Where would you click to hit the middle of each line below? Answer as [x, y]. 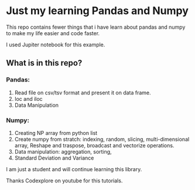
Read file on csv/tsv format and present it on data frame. [83, 93]
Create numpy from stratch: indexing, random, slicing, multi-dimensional [102, 139]
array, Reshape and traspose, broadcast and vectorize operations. [94, 145]
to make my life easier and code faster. [53, 33]
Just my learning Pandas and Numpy [97, 11]
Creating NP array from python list [56, 133]
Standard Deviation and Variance [54, 158]
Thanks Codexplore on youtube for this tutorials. [64, 181]
